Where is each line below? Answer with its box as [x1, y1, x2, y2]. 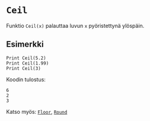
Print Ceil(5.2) [6, 55, 46, 61]
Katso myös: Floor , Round [6, 108, 68, 115]
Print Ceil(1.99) [6, 60, 49, 66]
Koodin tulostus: [6, 76, 46, 83]
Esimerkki [6, 39, 44, 49]
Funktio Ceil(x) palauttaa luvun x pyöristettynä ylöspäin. [6, 22, 145, 29]
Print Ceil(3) [6, 65, 42, 71]
